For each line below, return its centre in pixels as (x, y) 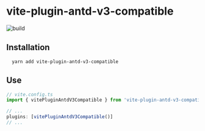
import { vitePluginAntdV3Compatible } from (64, 100)
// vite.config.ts (30, 94)
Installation (28, 47)
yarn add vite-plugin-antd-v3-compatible (65, 62)
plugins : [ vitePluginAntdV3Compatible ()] (60, 117)
